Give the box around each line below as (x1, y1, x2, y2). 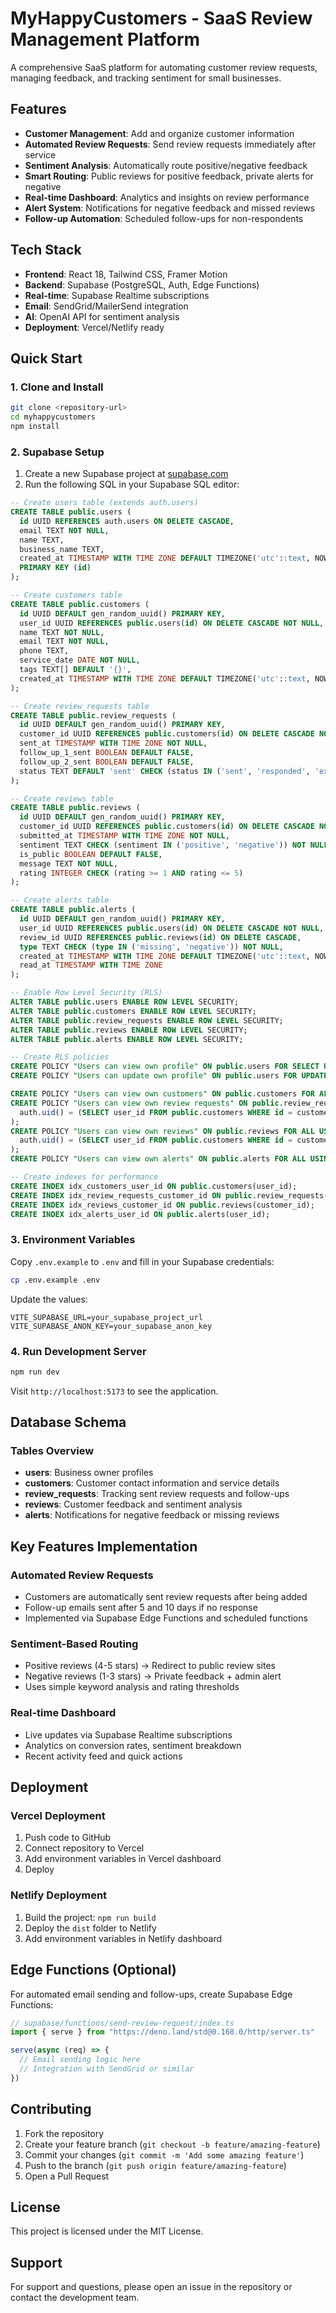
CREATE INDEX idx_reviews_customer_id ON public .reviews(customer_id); (10, 1200, 315, 1210)
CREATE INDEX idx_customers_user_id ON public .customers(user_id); (10, 1181, 298, 1191)
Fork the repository (24, 2127, 105, 2139)
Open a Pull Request (24, 2170, 110, 2182)
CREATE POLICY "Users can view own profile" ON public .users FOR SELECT (10, 1062, 320, 1072)
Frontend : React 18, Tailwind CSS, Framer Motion (24, 268, 228, 280)
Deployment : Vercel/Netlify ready (24, 321, 165, 333)
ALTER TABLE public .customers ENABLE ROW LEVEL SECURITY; (10, 1006, 257, 1016)
